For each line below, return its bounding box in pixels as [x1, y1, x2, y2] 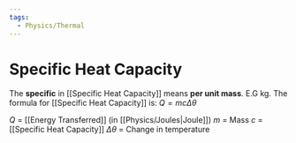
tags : [9, 12, 29, 22]
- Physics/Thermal [17, 21, 86, 30]
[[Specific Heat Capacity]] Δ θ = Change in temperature [9, 124, 210, 135]
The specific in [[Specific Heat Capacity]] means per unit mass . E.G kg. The [9, 88, 288, 99]
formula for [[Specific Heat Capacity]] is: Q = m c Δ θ [9, 98, 197, 109]
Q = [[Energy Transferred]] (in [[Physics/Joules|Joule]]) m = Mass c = [9, 115, 263, 125]
